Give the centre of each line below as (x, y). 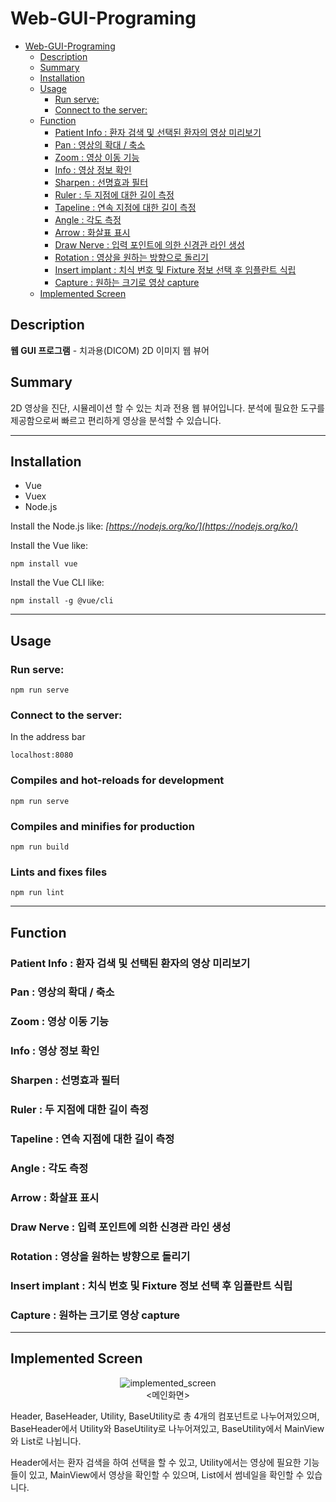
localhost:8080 (42, 755)
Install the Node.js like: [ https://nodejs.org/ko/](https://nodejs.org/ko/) (154, 526)
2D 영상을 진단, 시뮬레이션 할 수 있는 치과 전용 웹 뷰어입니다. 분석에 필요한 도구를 (167, 408)
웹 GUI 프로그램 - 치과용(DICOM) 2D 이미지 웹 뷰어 (110, 350)
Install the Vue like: (49, 546)
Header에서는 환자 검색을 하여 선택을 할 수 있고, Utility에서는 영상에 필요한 (156, 1462)
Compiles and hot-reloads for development (117, 780)
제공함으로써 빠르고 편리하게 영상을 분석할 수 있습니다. (116, 420)
